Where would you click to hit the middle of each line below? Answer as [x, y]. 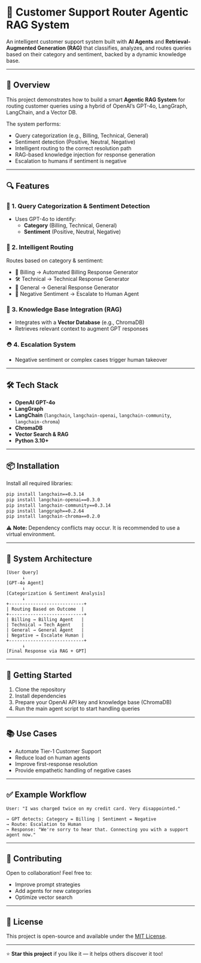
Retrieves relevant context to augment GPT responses [81, 329]
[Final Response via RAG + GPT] [46, 651]
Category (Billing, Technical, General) [70, 225]
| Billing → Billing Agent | [45, 620]
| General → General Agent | [45, 630]
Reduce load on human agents [53, 758]
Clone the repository [40, 689]
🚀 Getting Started [39, 675]
